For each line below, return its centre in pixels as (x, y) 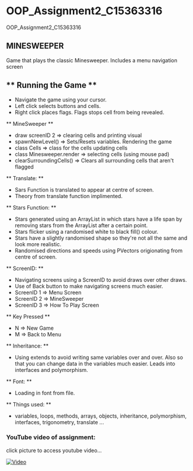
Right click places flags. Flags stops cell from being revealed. (89, 112)
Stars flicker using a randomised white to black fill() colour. (86, 231)
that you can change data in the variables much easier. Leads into (95, 364)
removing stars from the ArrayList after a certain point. (81, 225)
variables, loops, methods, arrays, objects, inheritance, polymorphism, (101, 416)
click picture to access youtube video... (54, 450)
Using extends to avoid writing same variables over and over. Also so (99, 357)
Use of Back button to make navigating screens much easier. (89, 286)
